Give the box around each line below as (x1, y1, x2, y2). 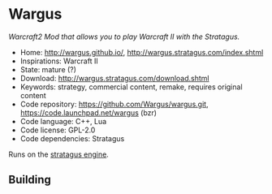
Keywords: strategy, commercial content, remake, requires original (19, 82, 243, 92)
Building (8, 173, 51, 187)
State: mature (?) (19, 64, 77, 74)
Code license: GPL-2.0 (19, 125, 96, 135)
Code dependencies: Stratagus (19, 133, 125, 143)
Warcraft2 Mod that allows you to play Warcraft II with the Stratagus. (8, 32, 240, 41)
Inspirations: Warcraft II (19, 56, 99, 66)
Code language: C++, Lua (19, 116, 107, 126)
